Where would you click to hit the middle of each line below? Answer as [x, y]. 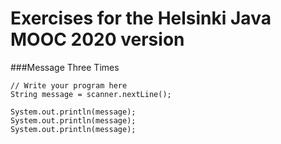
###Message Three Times [65, 67]
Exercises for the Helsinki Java [141, 18]
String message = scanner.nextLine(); [91, 94]
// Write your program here [69, 85]
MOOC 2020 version [97, 39]
